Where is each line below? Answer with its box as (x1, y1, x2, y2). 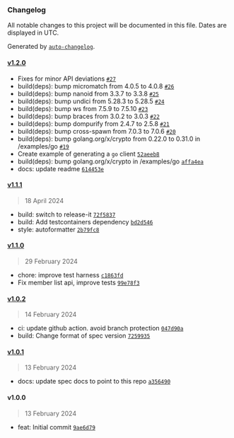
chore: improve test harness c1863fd (17, 270, 124, 279)
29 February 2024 (24, 257, 78, 265)
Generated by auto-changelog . (7, 42, 95, 51)
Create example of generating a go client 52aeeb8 (17, 149, 160, 158)
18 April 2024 (24, 196, 64, 204)
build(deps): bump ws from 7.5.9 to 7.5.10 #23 (17, 104, 148, 113)
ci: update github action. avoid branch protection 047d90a (17, 324, 184, 333)
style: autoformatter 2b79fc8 (17, 225, 100, 234)
